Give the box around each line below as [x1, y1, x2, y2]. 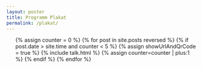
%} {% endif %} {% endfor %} [15, 55, 92, 63]
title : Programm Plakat [6, 14, 67, 20]
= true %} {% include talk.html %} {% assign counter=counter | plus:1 [15, 49, 190, 57]
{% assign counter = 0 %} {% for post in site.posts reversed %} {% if [15, 37, 189, 44]
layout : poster [6, 8, 45, 15]
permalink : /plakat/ [6, 20, 59, 26]
